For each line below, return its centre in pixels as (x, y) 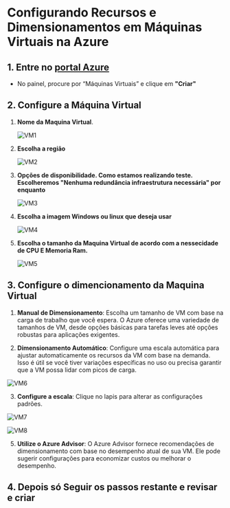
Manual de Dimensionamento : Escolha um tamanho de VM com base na (120, 312)
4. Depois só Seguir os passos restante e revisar (112, 487)
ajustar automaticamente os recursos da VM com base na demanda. (114, 355)
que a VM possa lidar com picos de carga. (77, 370)
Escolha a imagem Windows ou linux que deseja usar (94, 216)
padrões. (30, 404)
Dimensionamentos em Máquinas (105, 27)
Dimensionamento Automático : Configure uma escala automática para (118, 348)
